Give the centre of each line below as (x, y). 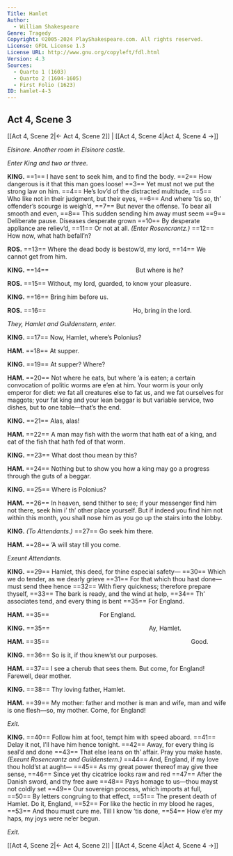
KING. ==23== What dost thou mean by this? (72, 455)
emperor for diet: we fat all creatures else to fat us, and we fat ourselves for (115, 392)
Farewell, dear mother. (39, 676)
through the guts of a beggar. (49, 476)
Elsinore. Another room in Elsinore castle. (66, 150)
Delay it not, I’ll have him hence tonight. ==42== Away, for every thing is (111, 744)
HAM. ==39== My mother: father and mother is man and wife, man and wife (117, 702)
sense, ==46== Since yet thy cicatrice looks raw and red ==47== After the (115, 774)
